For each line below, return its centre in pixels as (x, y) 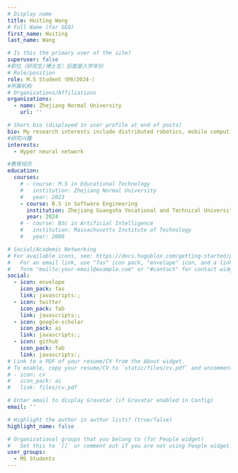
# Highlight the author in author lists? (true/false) (90, 420)
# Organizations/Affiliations (52, 93)
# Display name (30, 14)
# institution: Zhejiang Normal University (89, 190)
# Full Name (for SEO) (41, 27)
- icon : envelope (39, 283)
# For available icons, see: (50, 256)
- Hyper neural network (49, 152)
